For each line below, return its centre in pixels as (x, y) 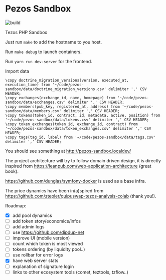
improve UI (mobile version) (41, 238)
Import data (17, 71)
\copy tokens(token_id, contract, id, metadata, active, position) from (83, 115)
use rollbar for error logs (38, 255)
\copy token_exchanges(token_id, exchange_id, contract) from (71, 124)
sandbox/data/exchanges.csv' (36, 102)
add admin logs (28, 227)
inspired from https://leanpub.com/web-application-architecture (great (78, 166)
